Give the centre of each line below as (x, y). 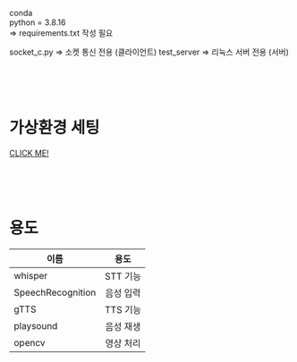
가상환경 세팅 (55, 128)
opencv (30, 342)
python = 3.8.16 (38, 22)
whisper (31, 275)
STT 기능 (123, 276)
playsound (36, 325)
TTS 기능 (123, 309)
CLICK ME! (29, 153)
